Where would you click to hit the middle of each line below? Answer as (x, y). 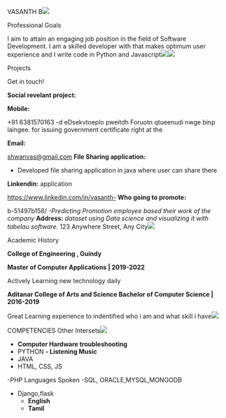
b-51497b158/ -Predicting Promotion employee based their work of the (109, 211)
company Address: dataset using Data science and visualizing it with (108, 218)
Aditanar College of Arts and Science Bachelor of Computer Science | (111, 294)
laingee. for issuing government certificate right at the (85, 130)
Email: (16, 143)
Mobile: (19, 109)
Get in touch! (26, 81)
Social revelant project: (42, 95)
